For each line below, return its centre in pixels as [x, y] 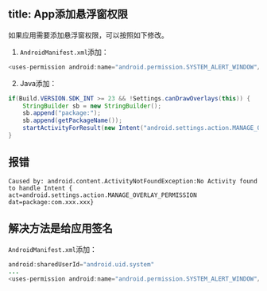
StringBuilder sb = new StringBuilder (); [92, 106]
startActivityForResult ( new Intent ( [83, 128]
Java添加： [38, 83]
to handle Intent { [41, 188]
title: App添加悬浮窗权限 [68, 14]
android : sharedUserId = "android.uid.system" [81, 264]
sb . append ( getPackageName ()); [73, 121]
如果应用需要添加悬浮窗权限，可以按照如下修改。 [88, 35]
